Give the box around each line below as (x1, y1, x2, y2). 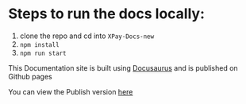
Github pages (8, 71, 53, 81)
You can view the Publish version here (8, 87, 133, 96)
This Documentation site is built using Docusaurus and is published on (8, 63, 238, 72)
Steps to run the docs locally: (8, 5, 205, 23)
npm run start (19, 49, 67, 57)
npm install (19, 40, 60, 48)
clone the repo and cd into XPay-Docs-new (19, 31, 155, 40)
